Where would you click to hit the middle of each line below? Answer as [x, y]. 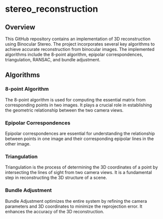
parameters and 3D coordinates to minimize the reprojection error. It [74, 206]
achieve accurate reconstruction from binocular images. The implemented [80, 49]
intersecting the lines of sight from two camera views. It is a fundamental [79, 172]
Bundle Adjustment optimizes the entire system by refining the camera [76, 201]
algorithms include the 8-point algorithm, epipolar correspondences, [74, 54]
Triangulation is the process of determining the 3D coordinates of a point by [81, 167]
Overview [20, 27]
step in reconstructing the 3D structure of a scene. [56, 178]
